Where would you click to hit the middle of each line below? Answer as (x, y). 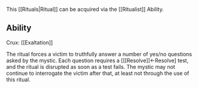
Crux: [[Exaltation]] (30, 43)
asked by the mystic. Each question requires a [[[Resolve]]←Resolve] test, (98, 60)
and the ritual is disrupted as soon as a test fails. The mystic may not (91, 66)
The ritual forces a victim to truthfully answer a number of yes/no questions (99, 54)
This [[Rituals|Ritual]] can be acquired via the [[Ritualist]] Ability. (85, 9)
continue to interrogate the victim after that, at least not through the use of (98, 73)
